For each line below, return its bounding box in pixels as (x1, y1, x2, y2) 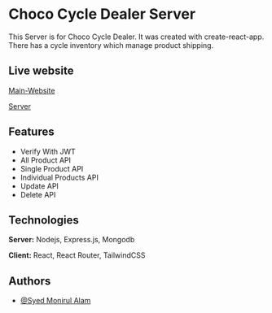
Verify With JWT (20, 146, 76, 156)
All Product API (20, 155, 72, 165)
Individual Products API (20, 172, 99, 182)
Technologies (8, 213, 80, 227)
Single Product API (20, 163, 84, 173)
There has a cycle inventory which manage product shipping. (8, 40, 214, 50)
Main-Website (8, 85, 55, 95)
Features (8, 125, 55, 139)
